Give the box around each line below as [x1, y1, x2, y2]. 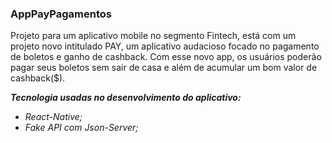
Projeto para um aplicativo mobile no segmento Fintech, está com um [10, 30, 297, 42]
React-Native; [24, 111, 83, 123]
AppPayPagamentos [10, 7, 112, 21]
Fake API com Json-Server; [24, 122, 139, 134]
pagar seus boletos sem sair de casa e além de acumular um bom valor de [10, 62, 318, 74]
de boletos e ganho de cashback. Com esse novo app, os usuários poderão [10, 51, 322, 63]
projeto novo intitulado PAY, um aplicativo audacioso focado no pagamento [10, 40, 320, 52]
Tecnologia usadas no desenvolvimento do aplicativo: [10, 92, 242, 104]
